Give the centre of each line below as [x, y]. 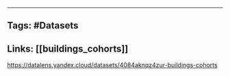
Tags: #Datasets [43, 25]
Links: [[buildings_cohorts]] [68, 49]
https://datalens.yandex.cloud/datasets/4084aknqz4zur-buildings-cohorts [112, 65]
